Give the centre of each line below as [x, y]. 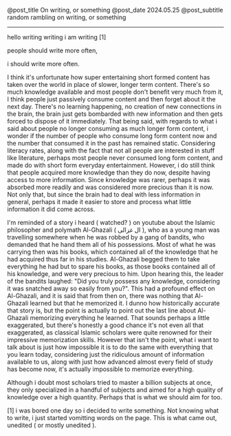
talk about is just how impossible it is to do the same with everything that [110, 347]
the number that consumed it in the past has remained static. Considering [111, 143]
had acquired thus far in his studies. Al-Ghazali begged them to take [104, 259]
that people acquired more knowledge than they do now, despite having [109, 172]
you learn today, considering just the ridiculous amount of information [106, 354]
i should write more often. [44, 64]
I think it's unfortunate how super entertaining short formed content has [109, 77]
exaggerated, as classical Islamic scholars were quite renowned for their [110, 333]
